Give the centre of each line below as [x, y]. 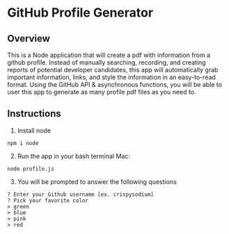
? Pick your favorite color [48, 200]
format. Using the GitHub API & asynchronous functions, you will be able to [115, 84]
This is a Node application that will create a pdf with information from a [109, 55]
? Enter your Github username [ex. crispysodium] [81, 194]
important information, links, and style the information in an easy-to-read [111, 77]
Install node [34, 131]
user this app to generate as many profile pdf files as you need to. [102, 92]
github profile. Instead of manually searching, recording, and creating [107, 62]
